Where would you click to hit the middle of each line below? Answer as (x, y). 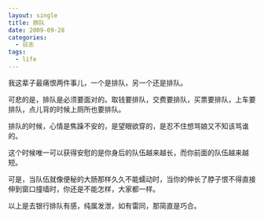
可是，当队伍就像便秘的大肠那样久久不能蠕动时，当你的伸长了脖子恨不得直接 (132, 179)
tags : (17, 52)
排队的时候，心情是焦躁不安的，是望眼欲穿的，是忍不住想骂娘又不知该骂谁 (128, 126)
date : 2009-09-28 (37, 30)
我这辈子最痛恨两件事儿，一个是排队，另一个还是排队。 (97, 83)
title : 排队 (26, 23)
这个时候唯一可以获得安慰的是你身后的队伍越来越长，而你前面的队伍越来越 (128, 152)
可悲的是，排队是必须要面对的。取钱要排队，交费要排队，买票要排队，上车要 (132, 99)
